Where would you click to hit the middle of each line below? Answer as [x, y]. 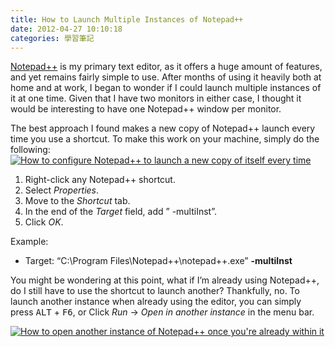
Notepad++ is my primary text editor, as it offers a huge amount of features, [166, 67]
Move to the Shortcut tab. [77, 201]
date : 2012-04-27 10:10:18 [66, 29]
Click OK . [44, 222]
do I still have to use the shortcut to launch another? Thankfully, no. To [155, 291]
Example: [29, 242]
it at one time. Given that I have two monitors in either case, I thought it [156, 98]
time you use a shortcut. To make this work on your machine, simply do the [165, 139]
